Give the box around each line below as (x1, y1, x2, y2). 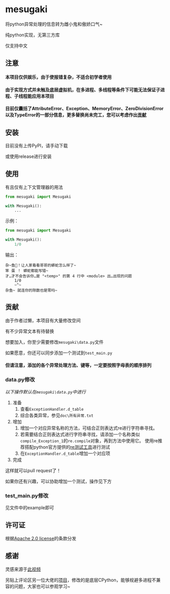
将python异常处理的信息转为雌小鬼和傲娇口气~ (5, 21, 103, 27)
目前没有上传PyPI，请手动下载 (5, 142, 68, 148)
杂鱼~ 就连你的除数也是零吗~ (5, 288, 58, 293)
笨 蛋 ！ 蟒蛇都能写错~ (5, 268, 49, 273)
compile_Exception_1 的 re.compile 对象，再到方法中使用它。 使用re (20, 438, 158, 444)
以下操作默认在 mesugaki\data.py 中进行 (5, 388, 86, 394)
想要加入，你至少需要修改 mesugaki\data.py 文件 (5, 339, 104, 345)
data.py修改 (5, 376, 35, 383)
